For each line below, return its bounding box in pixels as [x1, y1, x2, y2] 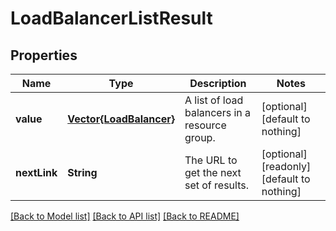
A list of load [184, 93, 244, 107]
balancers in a [184, 106, 252, 119]
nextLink [15, 166, 58, 179]
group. [184, 131, 216, 144]
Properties [10, 47, 78, 64]
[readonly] [261, 160, 312, 173]
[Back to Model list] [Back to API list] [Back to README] [10, 210, 240, 222]
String [67, 166, 98, 179]
